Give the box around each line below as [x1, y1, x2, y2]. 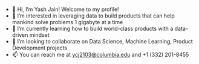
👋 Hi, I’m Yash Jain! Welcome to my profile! [11, 6, 119, 13]
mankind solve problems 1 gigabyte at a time [11, 19, 123, 25]
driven [11, 31, 28, 39]
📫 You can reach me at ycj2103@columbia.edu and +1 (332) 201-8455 [11, 51, 189, 58]
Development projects [11, 44, 68, 51]
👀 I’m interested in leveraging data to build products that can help [11, 12, 175, 19]
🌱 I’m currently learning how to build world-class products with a [11, 25, 174, 32]
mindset [29, 31, 50, 39]
